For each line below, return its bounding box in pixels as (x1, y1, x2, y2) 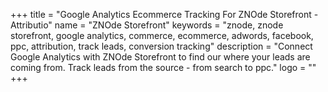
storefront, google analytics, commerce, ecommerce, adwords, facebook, (10, 30, 314, 41)
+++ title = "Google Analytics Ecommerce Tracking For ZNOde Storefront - (10, 9, 319, 20)
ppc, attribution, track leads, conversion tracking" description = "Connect (10, 40, 313, 52)
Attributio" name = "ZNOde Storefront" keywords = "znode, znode (10, 19, 284, 31)
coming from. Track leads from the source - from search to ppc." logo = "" (10, 62, 317, 73)
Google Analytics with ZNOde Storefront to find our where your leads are (10, 51, 311, 63)
